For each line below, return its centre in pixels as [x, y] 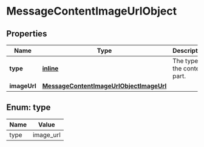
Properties [27, 34]
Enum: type [29, 108]
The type [185, 61]
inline [50, 68]
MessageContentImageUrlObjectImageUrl [104, 86]
